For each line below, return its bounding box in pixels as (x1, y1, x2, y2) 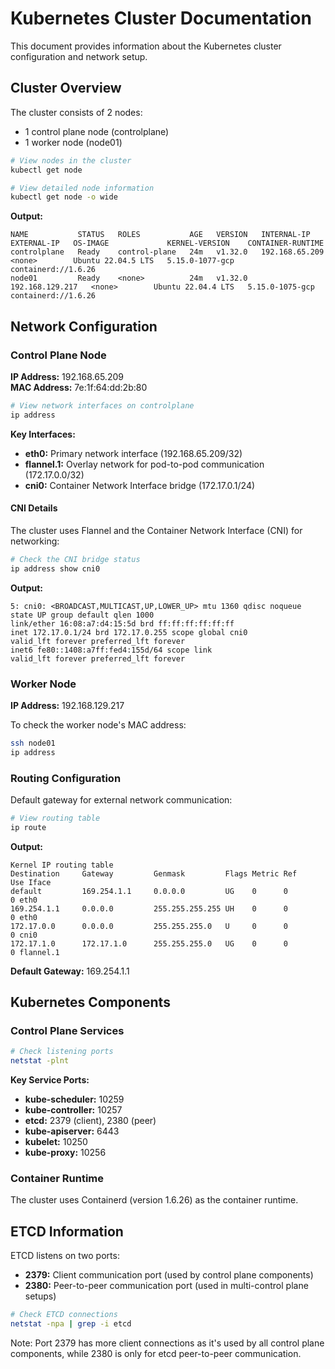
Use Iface (10, 877, 52, 887)
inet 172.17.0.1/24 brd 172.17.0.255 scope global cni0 (10, 627, 248, 637)
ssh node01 (10, 738, 56, 748)
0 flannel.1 (10, 947, 60, 957)
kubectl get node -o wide (10, 192, 118, 202)
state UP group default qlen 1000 (10, 610, 155, 620)
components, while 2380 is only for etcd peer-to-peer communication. (10, 1348, 302, 1360)
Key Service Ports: (10, 1074, 90, 1086)
